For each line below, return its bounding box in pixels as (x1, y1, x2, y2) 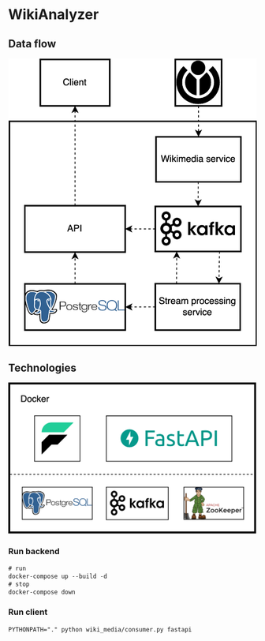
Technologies (8, 361, 77, 374)
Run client (8, 606, 48, 617)
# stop (8, 580, 30, 589)
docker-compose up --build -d (8, 572, 108, 581)
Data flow (8, 37, 57, 51)
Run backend (8, 545, 60, 557)
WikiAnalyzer (8, 6, 99, 24)
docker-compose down (8, 588, 77, 597)
